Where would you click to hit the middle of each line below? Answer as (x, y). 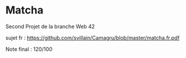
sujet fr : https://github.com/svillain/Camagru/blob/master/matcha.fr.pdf (93, 37)
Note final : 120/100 (29, 49)
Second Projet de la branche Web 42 (50, 26)
